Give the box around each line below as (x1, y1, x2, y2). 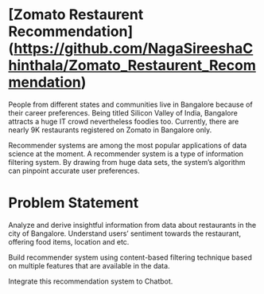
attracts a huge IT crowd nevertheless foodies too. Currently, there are (8, 116, 239, 126)
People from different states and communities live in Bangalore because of (8, 100, 253, 109)
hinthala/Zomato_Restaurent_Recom (8, 57, 256, 75)
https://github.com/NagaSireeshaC (14, 40, 254, 57)
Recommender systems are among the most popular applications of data (8, 140, 247, 150)
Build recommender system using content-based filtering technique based (8, 253, 253, 262)
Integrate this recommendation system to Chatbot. (8, 276, 173, 286)
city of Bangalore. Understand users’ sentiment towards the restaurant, (8, 229, 241, 238)
